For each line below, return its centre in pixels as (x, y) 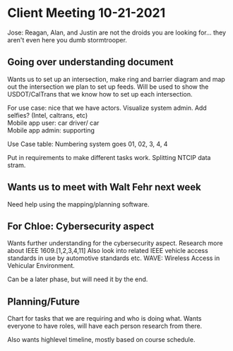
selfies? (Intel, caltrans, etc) (48, 115)
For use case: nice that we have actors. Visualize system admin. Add (107, 108)
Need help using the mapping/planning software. (78, 204)
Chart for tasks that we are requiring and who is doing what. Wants (105, 319)
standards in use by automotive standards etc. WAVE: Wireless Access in (114, 258)
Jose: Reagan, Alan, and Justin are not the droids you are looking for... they (117, 32)
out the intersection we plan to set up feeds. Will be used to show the (108, 87)
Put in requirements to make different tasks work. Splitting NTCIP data (109, 157)
